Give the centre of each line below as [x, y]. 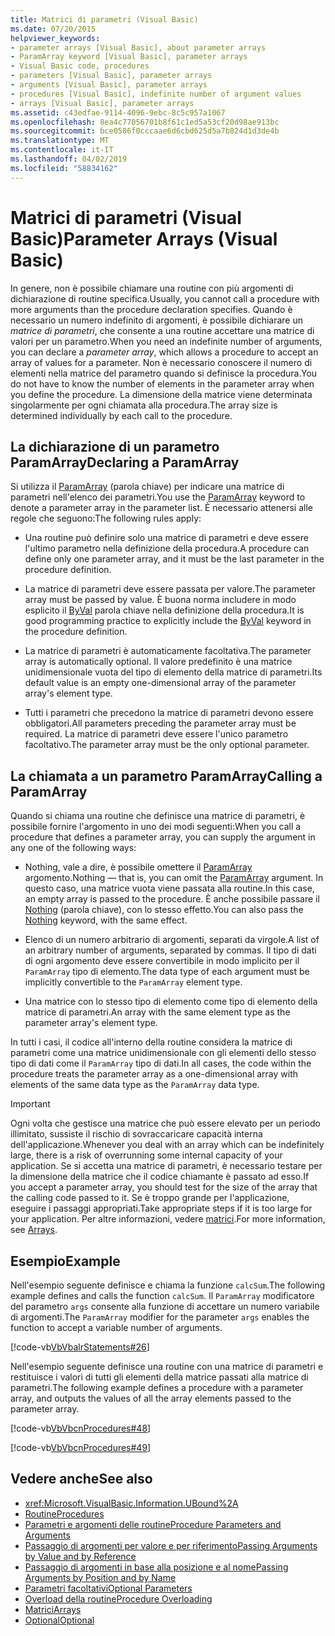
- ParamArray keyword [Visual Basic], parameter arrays [129, 57]
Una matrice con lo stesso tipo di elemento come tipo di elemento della [171, 1002]
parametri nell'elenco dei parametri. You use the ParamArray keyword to [158, 497]
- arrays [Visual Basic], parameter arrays [102, 103]
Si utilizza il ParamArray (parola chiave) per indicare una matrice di [147, 487]
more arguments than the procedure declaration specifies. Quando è [151, 309]
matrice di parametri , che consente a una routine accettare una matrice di [162, 330]
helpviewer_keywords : [55, 38]
